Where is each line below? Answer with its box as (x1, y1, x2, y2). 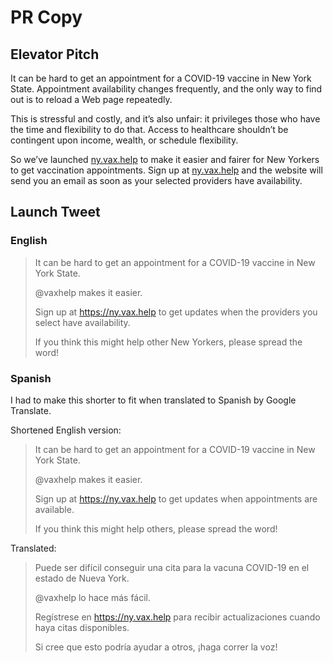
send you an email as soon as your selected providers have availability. (10, 175, 303, 186)
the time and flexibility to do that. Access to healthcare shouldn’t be (10, 124, 289, 135)
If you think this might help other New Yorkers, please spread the (34, 336, 303, 348)
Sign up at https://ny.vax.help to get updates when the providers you (34, 306, 318, 318)
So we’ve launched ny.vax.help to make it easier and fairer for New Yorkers (10, 154, 320, 165)
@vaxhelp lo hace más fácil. (34, 591, 152, 603)
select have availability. (34, 316, 131, 328)
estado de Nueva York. (34, 572, 130, 584)
